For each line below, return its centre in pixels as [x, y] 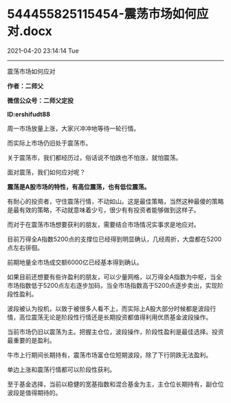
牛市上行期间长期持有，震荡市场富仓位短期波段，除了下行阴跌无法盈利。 [109, 355]
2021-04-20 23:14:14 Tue [43, 50]
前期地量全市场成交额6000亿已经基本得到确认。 [75, 262]
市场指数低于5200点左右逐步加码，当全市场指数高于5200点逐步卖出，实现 [112, 285]
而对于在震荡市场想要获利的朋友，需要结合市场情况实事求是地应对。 [103, 224]
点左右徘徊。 [25, 247]
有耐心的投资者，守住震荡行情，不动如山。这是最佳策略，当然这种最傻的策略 [115, 201]
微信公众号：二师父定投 [40, 100]
